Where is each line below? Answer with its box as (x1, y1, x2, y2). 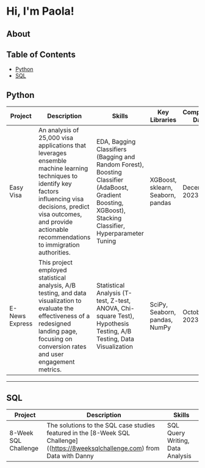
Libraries (149, 116, 177, 124)
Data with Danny (46, 451, 95, 460)
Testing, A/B (96, 327, 132, 336)
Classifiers (96, 145, 127, 154)
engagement (38, 358, 75, 366)
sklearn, (149, 184, 173, 192)
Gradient (96, 191, 121, 199)
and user (38, 350, 64, 358)
